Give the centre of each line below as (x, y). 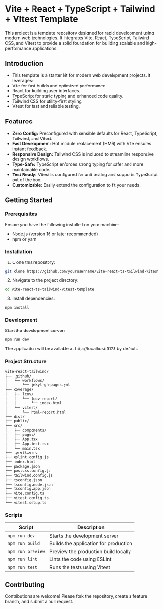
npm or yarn (24, 239)
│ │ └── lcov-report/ (31, 399)
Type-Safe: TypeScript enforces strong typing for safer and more (78, 164)
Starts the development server (84, 536)
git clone (15, 271)
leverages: (23, 80)
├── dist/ (15, 417)
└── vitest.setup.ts (26, 503)
